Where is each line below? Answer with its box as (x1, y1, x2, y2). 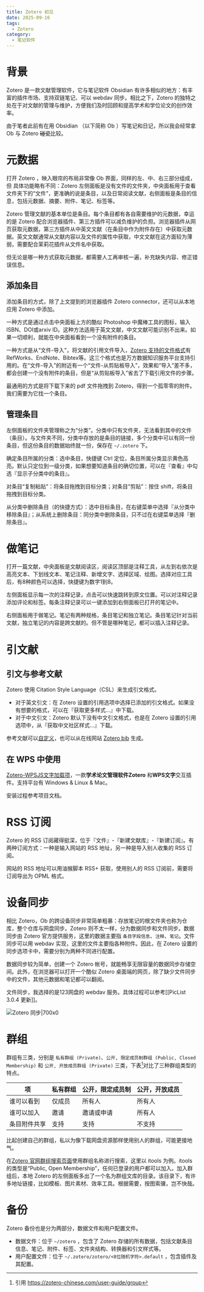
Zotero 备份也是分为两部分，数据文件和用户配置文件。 (6, 1225, 141, 1232)
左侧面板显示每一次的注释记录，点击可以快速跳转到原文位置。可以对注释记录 (6, 591, 198, 598)
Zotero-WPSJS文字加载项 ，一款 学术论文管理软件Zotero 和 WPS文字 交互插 (6, 771, 192, 779)
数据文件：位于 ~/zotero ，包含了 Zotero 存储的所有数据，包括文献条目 (15, 1237, 193, 1245)
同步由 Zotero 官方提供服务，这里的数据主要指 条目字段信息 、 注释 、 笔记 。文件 (6, 932, 195, 940)
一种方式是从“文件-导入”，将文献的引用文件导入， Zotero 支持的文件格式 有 (6, 346, 191, 354)
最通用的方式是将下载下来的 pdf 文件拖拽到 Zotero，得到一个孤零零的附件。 (6, 382, 195, 389)
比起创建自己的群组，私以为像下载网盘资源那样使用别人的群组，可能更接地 (6, 1136, 192, 1144)
